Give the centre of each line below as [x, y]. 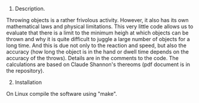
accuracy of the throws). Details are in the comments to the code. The [93, 58]
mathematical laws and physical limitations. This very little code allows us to [100, 26]
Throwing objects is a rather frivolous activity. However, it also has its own [97, 20]
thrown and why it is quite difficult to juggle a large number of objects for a [98, 39]
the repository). [25, 71]
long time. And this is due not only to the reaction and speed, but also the [97, 45]
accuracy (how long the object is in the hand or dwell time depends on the [98, 52]
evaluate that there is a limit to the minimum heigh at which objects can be [97, 33]
